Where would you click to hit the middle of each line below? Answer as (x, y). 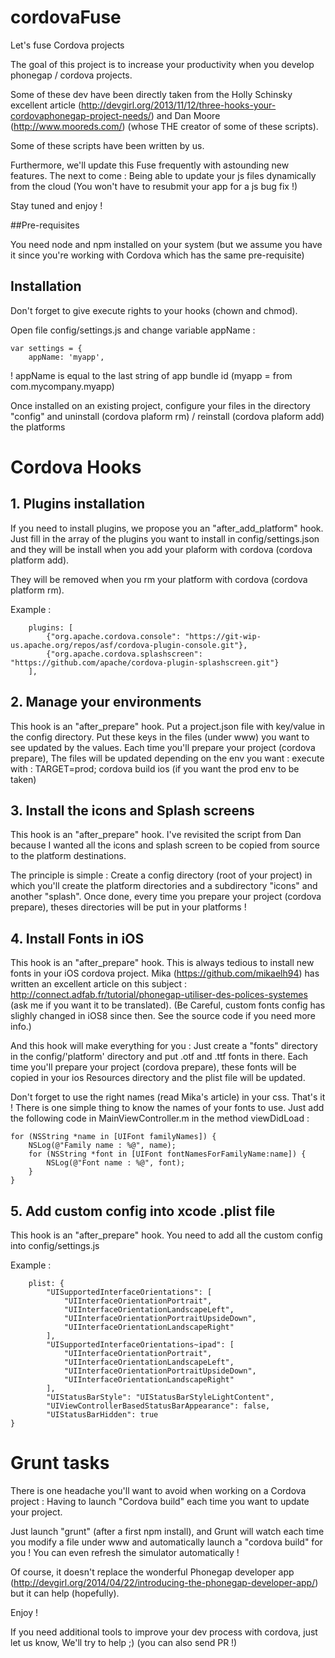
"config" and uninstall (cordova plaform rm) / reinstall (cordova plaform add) (167, 416)
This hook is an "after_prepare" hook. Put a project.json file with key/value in (168, 726)
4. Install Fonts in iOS (77, 938)
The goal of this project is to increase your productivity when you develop (162, 64)
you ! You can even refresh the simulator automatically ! (125, 1552)
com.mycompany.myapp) (62, 386)
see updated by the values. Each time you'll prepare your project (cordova (163, 747)
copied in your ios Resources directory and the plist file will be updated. (158, 1078)
